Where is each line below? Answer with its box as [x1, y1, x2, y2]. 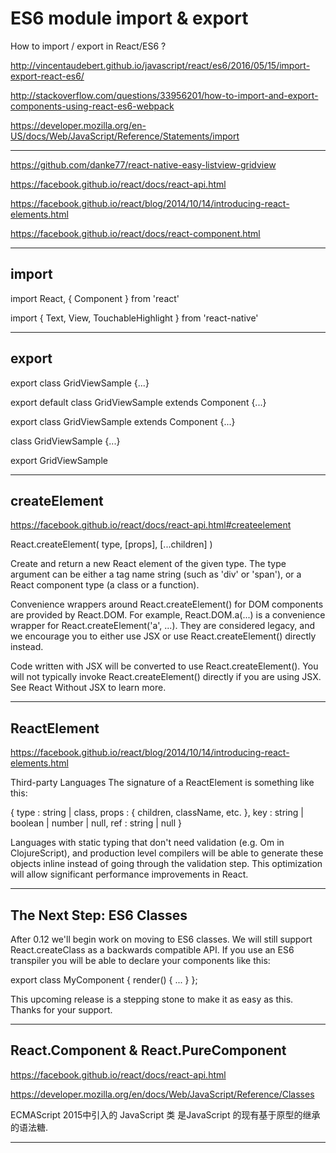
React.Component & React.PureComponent [10, 1042, 287, 1059]
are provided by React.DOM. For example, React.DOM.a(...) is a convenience [10, 609, 326, 621]
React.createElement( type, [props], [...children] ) [10, 538, 213, 551]
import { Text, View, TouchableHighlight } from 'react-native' [10, 312, 259, 324]
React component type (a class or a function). [10, 579, 200, 591]
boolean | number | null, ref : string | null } [10, 817, 183, 829]
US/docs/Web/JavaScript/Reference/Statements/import [10, 130, 240, 142]
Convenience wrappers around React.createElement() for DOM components [10, 598, 324, 611]
